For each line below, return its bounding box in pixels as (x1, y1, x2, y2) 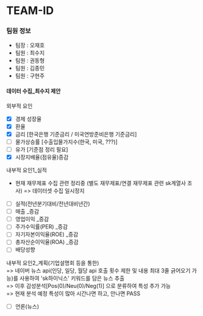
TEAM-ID (6, 4, 54, 18)
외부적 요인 (6, 102, 33, 109)
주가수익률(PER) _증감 (15, 223, 68, 230)
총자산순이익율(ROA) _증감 (15, 238, 79, 246)
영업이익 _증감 (15, 215, 49, 223)
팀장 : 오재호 (15, 42, 45, 49)
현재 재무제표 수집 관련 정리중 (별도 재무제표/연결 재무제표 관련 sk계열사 (15, 180, 186, 187)
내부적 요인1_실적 (6, 166, 48, 174)
